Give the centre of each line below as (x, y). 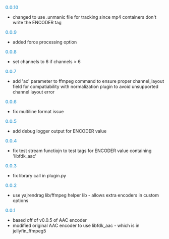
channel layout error (34, 92)
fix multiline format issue (38, 111)
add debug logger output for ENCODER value (60, 131)
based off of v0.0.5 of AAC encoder (50, 220)
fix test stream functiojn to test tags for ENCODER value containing (82, 151)
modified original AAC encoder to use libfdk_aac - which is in (76, 225)
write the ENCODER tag (37, 22)
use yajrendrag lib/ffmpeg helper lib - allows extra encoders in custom (86, 195)
